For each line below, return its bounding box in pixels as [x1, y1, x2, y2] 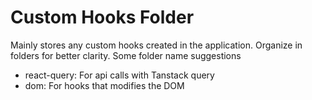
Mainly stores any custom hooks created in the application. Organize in [10, 39, 303, 51]
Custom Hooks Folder [10, 6, 195, 29]
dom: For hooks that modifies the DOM [24, 79, 185, 91]
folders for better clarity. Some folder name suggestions [10, 49, 242, 61]
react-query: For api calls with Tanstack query [24, 69, 215, 81]
